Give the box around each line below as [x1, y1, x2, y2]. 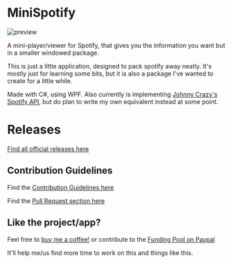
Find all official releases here [7, 144, 89, 153]
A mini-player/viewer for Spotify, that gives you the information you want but [7, 41, 226, 49]
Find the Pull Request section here [7, 196, 105, 205]
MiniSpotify [7, 5, 76, 21]
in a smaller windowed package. [7, 49, 99, 57]
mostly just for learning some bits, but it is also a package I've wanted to [7, 69, 214, 78]
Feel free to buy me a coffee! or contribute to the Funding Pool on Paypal [7, 235, 215, 243]
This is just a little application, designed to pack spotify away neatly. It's [7, 62, 212, 70]
